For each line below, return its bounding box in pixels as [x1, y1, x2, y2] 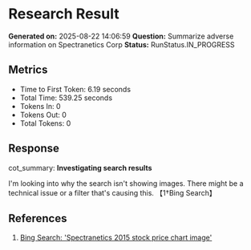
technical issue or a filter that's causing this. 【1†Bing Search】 [8, 187, 217, 197]
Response [8, 142, 60, 155]
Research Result [8, 5, 119, 23]
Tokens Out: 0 [19, 110, 67, 119]
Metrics [8, 63, 48, 77]
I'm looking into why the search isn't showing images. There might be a [8, 178, 244, 188]
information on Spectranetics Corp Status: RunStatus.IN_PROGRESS [8, 39, 235, 49]
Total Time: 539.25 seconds [19, 93, 113, 103]
